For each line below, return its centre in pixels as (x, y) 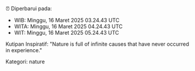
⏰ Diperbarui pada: (29, 9)
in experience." (24, 50)
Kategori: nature (25, 62)
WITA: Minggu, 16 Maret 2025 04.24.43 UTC (68, 26)
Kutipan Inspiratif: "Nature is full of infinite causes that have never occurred (97, 44)
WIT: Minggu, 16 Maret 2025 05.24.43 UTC (66, 33)
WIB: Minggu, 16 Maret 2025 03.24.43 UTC (66, 20)
